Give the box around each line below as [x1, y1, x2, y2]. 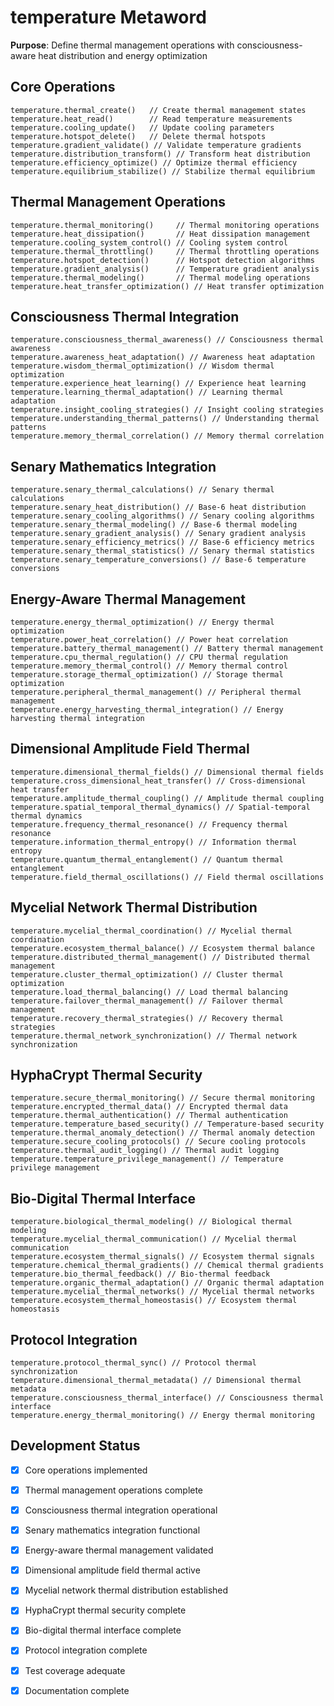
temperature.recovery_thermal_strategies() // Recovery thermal [10, 1013, 284, 1023]
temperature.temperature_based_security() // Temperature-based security [10, 1119, 325, 1130]
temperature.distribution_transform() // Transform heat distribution [10, 149, 311, 159]
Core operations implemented [24, 1464, 148, 1476]
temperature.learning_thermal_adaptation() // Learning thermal [10, 387, 284, 398]
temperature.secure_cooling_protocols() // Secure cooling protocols [10, 1137, 307, 1147]
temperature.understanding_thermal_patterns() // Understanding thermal [10, 414, 320, 424]
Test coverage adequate [24, 1664, 126, 1676]
